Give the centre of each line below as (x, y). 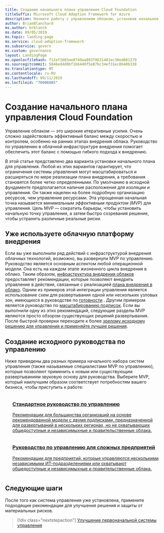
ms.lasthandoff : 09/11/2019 (34, 78)
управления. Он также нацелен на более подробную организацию (75, 192)
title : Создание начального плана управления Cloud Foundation (71, 10)
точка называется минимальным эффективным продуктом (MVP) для (78, 203)
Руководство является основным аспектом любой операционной (74, 264)
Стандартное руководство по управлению (66, 404)
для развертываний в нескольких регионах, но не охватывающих (81, 425)
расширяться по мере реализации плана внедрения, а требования (75, 177)
